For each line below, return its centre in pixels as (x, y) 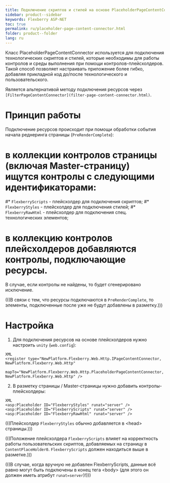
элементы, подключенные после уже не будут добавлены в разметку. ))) (84, 305)
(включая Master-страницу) (68, 166)
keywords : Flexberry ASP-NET (36, 19)
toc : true (16, 24)
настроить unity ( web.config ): (44, 345)
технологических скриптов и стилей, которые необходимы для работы (82, 58)
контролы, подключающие (66, 259)
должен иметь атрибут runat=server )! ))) (48, 475)
